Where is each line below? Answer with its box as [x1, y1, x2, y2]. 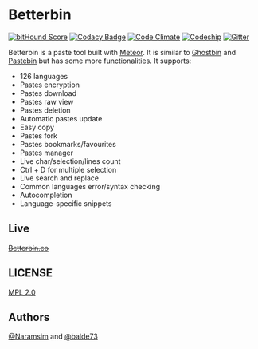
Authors [8, 310, 50, 324]
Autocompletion [19, 190, 72, 200]
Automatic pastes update [19, 113, 103, 123]
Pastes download [19, 88, 77, 97]
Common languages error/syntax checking [19, 181, 161, 191]
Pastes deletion [19, 105, 71, 115]
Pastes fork [19, 130, 58, 141]
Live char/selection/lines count [19, 156, 121, 165]
